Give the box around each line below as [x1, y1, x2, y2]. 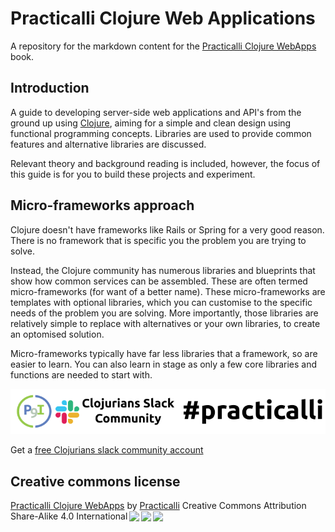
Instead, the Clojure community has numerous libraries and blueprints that [10, 264, 316, 276]
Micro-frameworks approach [10, 197, 195, 214]
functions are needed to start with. [10, 368, 153, 381]
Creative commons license [10, 473, 181, 490]
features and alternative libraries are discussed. [10, 138, 207, 150]
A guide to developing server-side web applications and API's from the [10, 106, 302, 118]
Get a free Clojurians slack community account [10, 444, 204, 456]
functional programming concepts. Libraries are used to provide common [10, 127, 312, 139]
